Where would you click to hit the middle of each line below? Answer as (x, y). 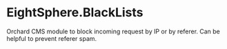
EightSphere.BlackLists (75, 13)
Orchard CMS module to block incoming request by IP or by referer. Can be (113, 31)
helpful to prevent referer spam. (52, 38)
